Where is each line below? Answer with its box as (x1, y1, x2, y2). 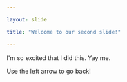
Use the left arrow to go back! (6, 67, 91, 75)
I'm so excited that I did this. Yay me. (6, 53, 111, 62)
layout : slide (6, 16, 48, 23)
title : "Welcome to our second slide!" (6, 28, 121, 35)
